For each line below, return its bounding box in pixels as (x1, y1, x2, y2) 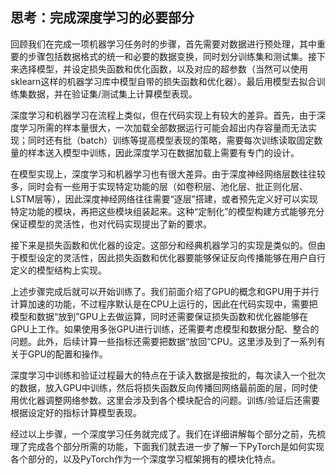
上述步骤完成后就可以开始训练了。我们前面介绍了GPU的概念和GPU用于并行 (10, 285, 320, 297)
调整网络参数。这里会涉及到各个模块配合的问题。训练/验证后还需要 (44, 394, 321, 406)
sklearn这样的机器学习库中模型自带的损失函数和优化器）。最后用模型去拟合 (10, 75, 317, 87)
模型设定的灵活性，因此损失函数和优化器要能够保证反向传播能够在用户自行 (18, 251, 326, 263)
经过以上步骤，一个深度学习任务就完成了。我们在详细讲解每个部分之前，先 (10, 428, 317, 440)
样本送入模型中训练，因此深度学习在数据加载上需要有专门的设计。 (27, 146, 300, 158)
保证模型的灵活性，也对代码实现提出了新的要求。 (10, 218, 212, 230)
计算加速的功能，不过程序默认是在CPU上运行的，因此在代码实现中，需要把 (10, 298, 318, 310)
